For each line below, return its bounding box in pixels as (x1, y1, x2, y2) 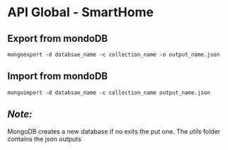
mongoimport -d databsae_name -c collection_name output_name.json (7, 89, 211, 96)
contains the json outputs (7, 134, 81, 143)
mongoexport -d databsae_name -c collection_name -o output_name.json (7, 51, 220, 58)
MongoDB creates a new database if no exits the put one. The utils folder (7, 127, 221, 135)
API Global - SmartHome (7, 4, 154, 21)
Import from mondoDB (7, 70, 108, 82)
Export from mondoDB (7, 33, 108, 45)
